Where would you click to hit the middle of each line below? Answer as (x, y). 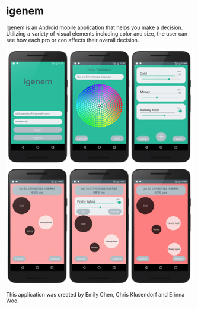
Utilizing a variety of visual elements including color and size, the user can (97, 33)
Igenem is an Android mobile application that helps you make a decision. (95, 27)
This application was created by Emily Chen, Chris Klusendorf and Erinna (95, 295)
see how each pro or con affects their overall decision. (73, 40)
